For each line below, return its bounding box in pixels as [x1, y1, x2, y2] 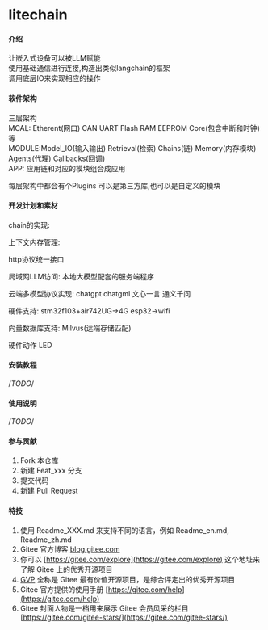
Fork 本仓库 [19, 456, 59, 465]
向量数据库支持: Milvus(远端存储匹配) [8, 323, 132, 333]
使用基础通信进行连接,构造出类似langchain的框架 [8, 63, 170, 73]
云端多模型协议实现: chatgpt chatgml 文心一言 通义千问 [8, 288, 191, 298]
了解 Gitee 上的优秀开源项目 [19, 564, 113, 574]
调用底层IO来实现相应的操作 [8, 73, 101, 83]
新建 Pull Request [19, 486, 78, 496]
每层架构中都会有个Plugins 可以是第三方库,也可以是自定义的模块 [8, 180, 221, 191]
